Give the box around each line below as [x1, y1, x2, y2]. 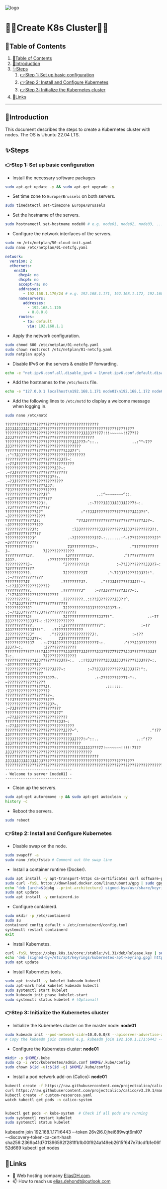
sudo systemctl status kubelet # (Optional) [5, 997, 99, 1002]
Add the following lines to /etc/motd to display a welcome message [12, 398, 150, 404]
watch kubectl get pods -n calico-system [5, 1097, 92, 1102]
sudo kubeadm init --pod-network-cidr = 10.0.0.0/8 [5, 1032, 110, 1037]
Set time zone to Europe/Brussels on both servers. [12, 193, 116, 199]
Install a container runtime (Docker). [12, 866, 86, 872]
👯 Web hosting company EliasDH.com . [12, 1173, 91, 1179]
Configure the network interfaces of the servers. [12, 231, 112, 237]
